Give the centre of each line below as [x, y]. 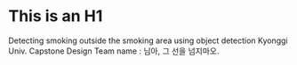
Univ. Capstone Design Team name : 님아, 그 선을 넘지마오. [114, 51]
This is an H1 [56, 16]
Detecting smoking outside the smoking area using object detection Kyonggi [148, 40]
